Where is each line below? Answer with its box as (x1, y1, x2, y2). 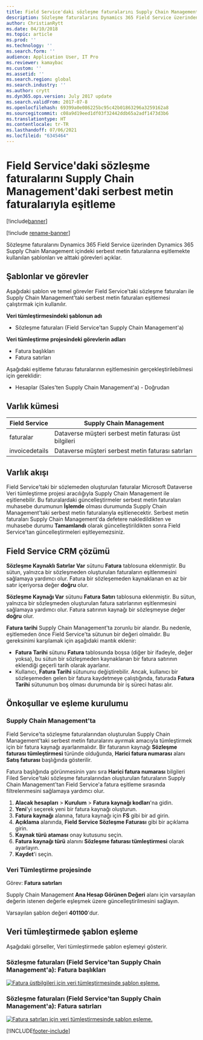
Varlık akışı (6, 467, 49, 477)
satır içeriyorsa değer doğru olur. (6, 581, 89, 589)
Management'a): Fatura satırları (6, 1002, 101, 1010)
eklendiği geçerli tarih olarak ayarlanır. (14, 661, 111, 669)
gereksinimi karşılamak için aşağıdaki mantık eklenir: (6, 637, 137, 644)
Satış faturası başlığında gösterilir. (6, 756, 92, 763)
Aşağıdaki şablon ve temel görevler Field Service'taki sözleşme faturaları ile (6, 287, 195, 294)
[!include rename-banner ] (6, 229, 71, 236)
